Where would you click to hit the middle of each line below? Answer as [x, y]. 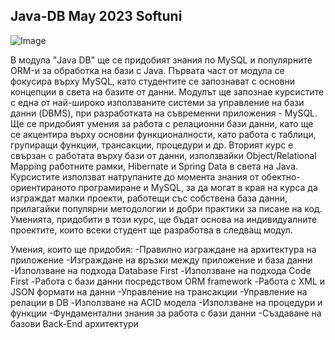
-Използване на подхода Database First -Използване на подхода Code [161, 270]
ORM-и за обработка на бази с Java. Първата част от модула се [147, 70]
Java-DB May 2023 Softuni [96, 16]
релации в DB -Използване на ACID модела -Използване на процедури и [166, 302]
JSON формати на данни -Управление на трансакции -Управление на [159, 291]
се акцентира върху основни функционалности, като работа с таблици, [163, 134]
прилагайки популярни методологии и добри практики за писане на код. [166, 208]
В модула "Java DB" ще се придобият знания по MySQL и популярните [161, 60]
